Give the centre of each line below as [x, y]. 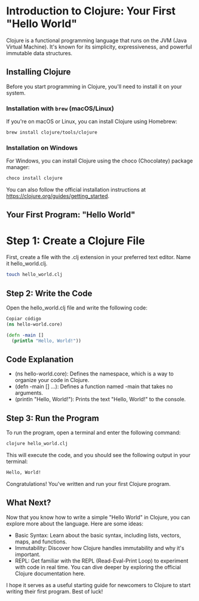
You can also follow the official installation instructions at [76, 190]
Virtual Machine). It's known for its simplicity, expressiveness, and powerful [99, 47]
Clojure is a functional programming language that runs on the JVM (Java [97, 40]
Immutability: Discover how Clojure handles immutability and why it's [99, 548]
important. [27, 554]
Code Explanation [40, 359]
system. [16, 93]
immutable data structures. [39, 53]
